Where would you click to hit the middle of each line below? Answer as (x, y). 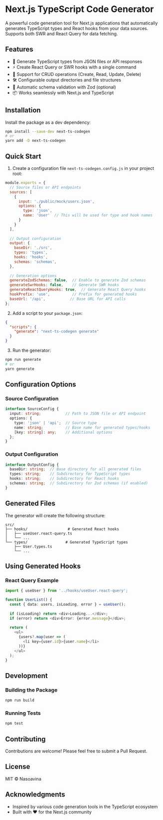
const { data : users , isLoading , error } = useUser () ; (68, 605)
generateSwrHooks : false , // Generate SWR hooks (65, 285)
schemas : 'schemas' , (35, 262)
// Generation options (33, 276)
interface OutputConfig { (32, 465)
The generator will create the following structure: (55, 515)
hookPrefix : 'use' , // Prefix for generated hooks (73, 294)
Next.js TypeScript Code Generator (80, 9)
